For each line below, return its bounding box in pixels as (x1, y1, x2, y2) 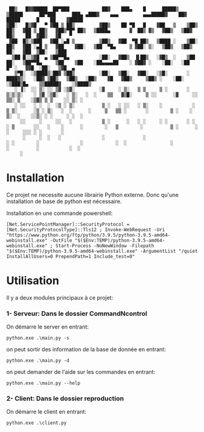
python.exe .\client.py (6, 420, 67, 426)
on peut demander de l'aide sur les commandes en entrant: (6, 368, 156, 376)
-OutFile (49, 237, 72, 244)
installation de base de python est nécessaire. (6, 198, 122, 205)
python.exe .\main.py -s (6, 335, 70, 341)
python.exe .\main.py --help (6, 380, 81, 387)
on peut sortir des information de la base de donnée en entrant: (6, 346, 166, 353)
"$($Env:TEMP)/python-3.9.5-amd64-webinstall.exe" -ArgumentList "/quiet (6, 248, 199, 254)
